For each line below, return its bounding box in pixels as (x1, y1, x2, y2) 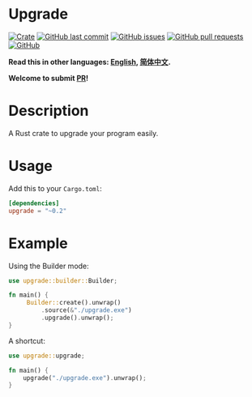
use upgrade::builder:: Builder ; (8, 276, 117, 284)
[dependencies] (8, 199, 60, 207)
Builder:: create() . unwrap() (26, 299, 122, 307)
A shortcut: (8, 335, 46, 345)
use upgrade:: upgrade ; (8, 352, 85, 360)
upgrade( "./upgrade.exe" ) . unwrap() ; (23, 374, 147, 382)
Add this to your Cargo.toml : (8, 183, 103, 193)
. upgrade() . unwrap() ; (41, 314, 114, 322)
